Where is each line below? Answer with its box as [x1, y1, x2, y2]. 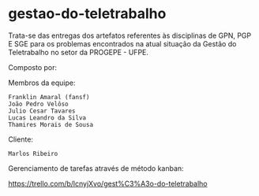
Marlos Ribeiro [8, 150, 58, 157]
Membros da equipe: [8, 78, 76, 87]
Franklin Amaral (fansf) [8, 93, 90, 101]
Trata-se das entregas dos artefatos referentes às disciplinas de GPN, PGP [8, 31, 251, 40]
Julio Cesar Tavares [8, 107, 77, 115]
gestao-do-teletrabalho [8, 5, 167, 23]
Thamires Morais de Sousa [8, 120, 93, 128]
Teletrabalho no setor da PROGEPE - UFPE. [8, 47, 148, 57]
